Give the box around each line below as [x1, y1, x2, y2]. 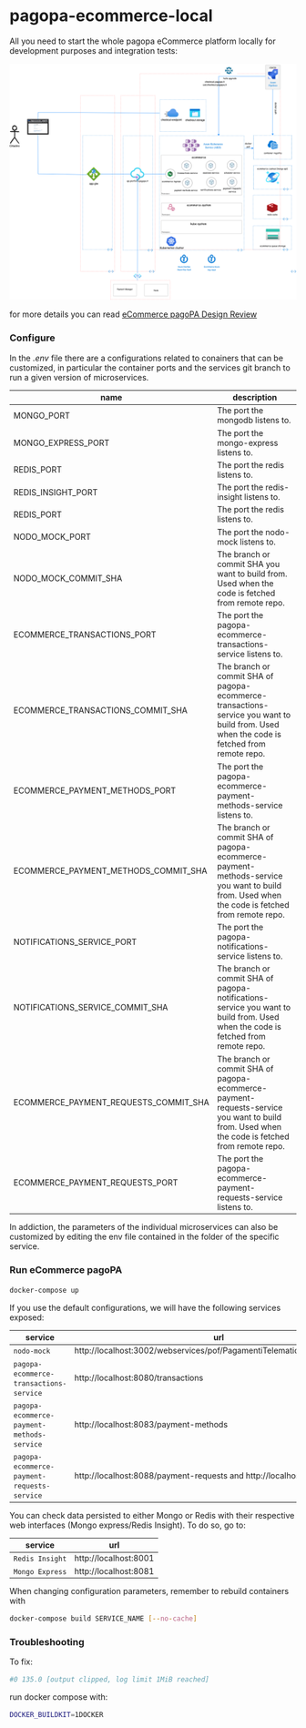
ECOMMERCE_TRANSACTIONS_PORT [13, 629, 157, 640]
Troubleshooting [9, 1635, 85, 1648]
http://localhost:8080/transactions [74, 1372, 204, 1384]
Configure [9, 331, 56, 344]
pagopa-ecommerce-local [9, 5, 213, 26]
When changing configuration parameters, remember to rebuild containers [9, 1586, 290, 1597]
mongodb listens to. [217, 415, 291, 426]
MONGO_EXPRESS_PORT [13, 437, 110, 448]
